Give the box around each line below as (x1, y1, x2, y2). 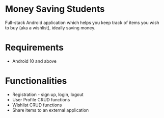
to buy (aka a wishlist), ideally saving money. (5, 24, 96, 30)
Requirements (5, 42, 64, 53)
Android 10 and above (12, 58, 57, 64)
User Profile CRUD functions (12, 96, 70, 102)
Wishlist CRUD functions (12, 102, 62, 108)
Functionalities (5, 75, 67, 87)
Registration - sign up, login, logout (12, 92, 83, 97)
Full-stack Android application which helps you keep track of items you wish (5, 20, 160, 25)
